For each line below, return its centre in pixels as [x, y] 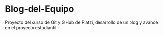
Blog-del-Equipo [40, 9]
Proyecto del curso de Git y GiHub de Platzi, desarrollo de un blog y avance [81, 22]
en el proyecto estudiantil [31, 27]
